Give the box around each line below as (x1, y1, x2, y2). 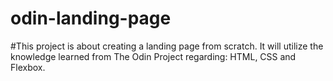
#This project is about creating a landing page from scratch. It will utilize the (10, 40, 324, 52)
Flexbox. (10, 61, 46, 73)
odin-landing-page (10, 7, 172, 30)
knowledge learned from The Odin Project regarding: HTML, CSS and (10, 50, 297, 62)
